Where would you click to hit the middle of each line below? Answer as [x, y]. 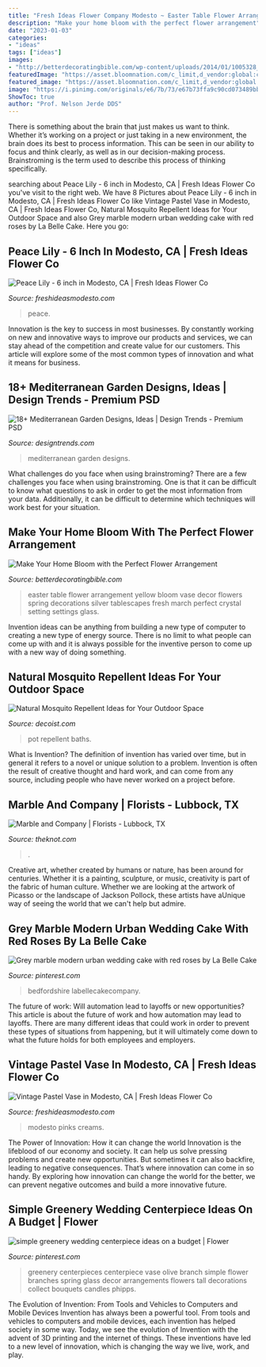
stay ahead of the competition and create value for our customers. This [124, 345]
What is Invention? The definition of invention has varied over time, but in [127, 755]
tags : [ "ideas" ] [35, 52]
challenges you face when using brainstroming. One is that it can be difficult [133, 482]
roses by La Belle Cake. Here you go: [68, 226]
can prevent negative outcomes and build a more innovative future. [118, 1185]
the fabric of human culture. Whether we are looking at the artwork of [122, 887]
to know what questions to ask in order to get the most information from [125, 490]
